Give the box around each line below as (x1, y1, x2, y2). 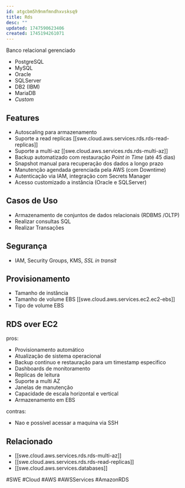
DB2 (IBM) (14, 83, 40, 90)
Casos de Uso (6, 196, 58, 206)
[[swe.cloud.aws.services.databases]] (14, 464, 108, 471)
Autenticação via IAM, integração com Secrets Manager (14, 172, 151, 179)
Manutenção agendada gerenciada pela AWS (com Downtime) (14, 166, 166, 173)
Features (6, 113, 39, 123)
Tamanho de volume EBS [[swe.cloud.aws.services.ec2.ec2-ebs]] (14, 296, 176, 303)
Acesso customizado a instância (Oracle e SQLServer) (14, 178, 147, 186)
